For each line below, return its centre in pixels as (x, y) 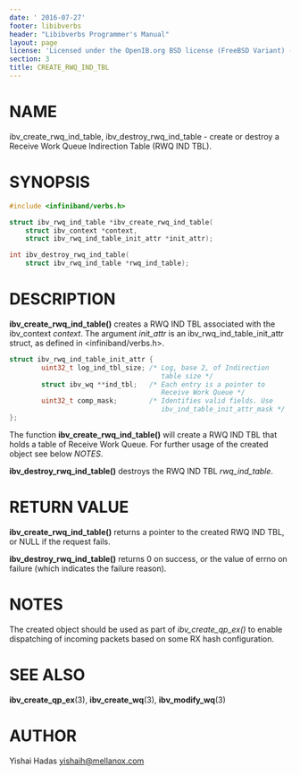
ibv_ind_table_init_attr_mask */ (223, 409)
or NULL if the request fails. (60, 541)
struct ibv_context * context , (82, 230)
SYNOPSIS (50, 182)
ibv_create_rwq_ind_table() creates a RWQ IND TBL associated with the (142, 324)
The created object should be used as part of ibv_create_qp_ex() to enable (146, 629)
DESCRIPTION (62, 299)
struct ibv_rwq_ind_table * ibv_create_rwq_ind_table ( (112, 222)
